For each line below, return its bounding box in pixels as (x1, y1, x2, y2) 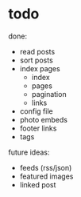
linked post (19, 179, 56, 189)
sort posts (19, 55, 53, 65)
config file (19, 106, 53, 116)
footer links (19, 123, 57, 133)
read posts (19, 46, 56, 56)
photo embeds (19, 115, 67, 124)
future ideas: (8, 147, 50, 157)
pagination (31, 89, 67, 98)
